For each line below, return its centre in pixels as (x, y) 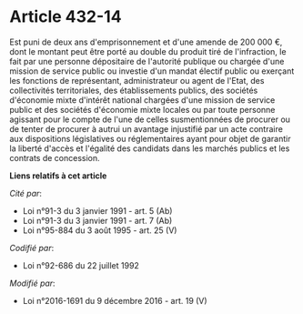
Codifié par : (32, 248)
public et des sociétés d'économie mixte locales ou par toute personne (142, 109)
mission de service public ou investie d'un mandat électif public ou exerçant (152, 71)
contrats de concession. (55, 157)
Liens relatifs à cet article (58, 176)
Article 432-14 (66, 17)
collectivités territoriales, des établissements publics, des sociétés (134, 90)
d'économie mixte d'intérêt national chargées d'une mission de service (142, 100)
